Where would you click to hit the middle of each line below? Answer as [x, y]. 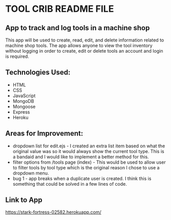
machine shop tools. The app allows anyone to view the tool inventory [79, 46]
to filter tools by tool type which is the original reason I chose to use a [86, 167]
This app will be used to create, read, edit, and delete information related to [85, 40]
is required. [17, 56]
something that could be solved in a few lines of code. [70, 184]
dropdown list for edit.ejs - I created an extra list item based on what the [89, 146]
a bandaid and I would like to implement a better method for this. [81, 157]
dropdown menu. [31, 173]
